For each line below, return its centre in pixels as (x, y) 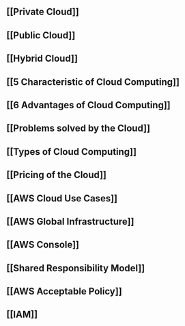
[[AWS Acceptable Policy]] (64, 291)
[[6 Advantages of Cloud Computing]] (89, 105)
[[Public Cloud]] (41, 35)
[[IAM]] (22, 315)
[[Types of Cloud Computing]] (72, 152)
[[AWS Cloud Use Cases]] (62, 198)
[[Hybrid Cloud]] (42, 59)
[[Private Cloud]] (43, 12)
